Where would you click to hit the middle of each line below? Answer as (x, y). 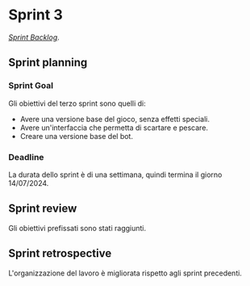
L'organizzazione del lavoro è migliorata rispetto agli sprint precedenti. (125, 273)
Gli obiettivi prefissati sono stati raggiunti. (77, 228)
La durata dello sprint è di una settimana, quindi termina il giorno (115, 175)
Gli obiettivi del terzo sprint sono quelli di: (77, 103)
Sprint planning (48, 63)
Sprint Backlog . (34, 37)
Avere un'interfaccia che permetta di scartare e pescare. (114, 128)
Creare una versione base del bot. (76, 136)
